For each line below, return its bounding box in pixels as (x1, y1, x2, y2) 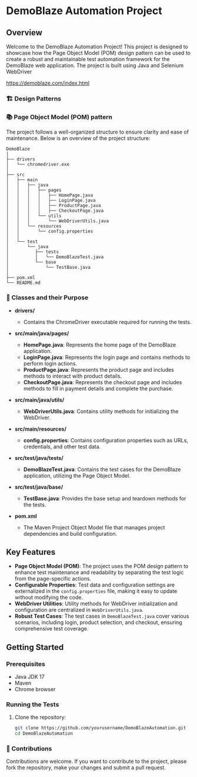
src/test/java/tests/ (14, 454, 64, 461)
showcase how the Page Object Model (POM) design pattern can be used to (6, 49, 191, 56)
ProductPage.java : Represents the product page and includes (23, 366, 175, 373)
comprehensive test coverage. (14, 625, 89, 632)
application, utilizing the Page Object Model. (23, 472, 131, 479)
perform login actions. (23, 360, 78, 367)
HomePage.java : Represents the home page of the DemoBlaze (23, 341, 176, 348)
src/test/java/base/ (14, 483, 64, 491)
